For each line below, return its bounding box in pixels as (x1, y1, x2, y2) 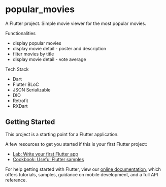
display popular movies (12, 40, 62, 46)
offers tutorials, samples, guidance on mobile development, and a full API (5, 171, 158, 177)
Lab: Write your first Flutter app (12, 151, 79, 157)
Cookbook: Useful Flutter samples (12, 156, 84, 162)
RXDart (12, 103, 28, 109)
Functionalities (5, 30, 36, 36)
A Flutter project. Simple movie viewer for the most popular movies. (5, 20, 146, 26)
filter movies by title (12, 51, 54, 57)
